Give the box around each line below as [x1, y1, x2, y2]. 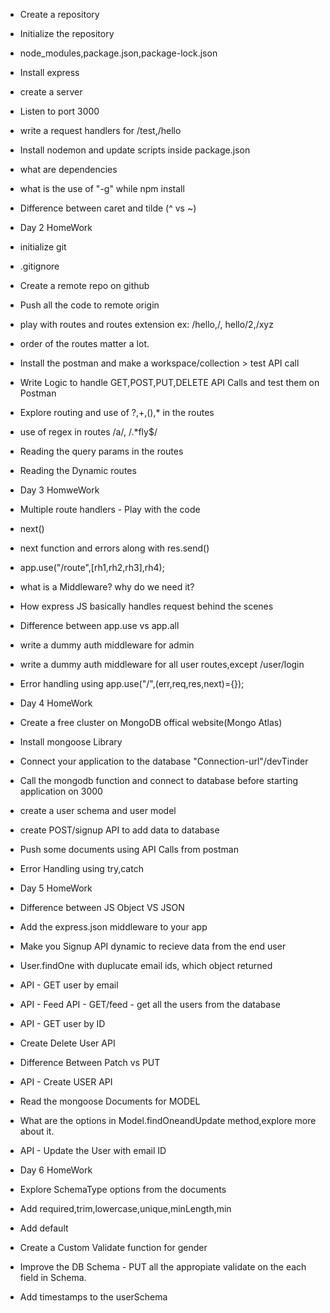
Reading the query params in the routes [19, 445, 184, 457]
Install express [19, 67, 80, 78]
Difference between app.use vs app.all [19, 620, 180, 631]
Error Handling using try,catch [19, 863, 144, 874]
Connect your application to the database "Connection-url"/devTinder [19, 755, 309, 767]
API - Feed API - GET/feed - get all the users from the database [19, 999, 281, 1010]
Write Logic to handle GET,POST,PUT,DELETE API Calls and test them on [19, 377, 320, 388]
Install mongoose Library [19, 736, 123, 748]
